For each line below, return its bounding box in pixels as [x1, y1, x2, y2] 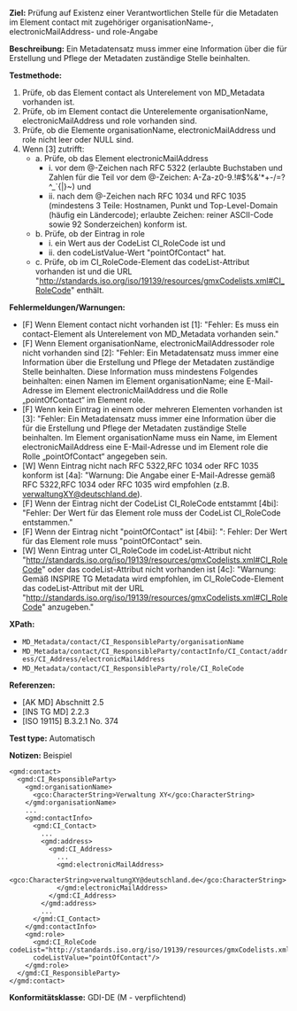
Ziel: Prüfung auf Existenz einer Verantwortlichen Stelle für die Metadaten [9, 8, 278, 18]
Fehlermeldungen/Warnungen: [9, 302, 126, 313]
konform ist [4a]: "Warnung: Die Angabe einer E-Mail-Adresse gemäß [21, 470, 276, 480]
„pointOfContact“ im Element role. [21, 394, 146, 405]
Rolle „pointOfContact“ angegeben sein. [21, 451, 168, 462]
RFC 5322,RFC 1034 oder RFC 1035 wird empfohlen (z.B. [21, 479, 230, 490]
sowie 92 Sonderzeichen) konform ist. [48, 219, 187, 229]
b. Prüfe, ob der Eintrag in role [34, 229, 146, 238]
